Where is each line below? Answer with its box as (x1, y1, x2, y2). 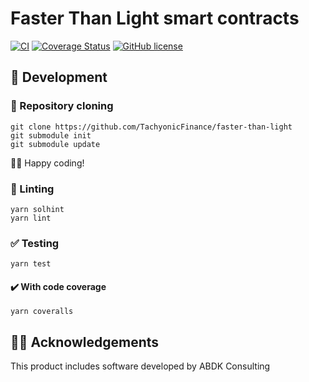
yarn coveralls (10, 307, 74, 317)
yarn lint (10, 213, 52, 223)
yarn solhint (10, 204, 65, 214)
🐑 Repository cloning (10, 99, 114, 113)
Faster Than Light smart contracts (10, 7, 300, 30)
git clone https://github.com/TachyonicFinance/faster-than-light (10, 122, 293, 132)
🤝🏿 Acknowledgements (10, 333, 160, 351)
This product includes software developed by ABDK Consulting (10, 360, 271, 372)
